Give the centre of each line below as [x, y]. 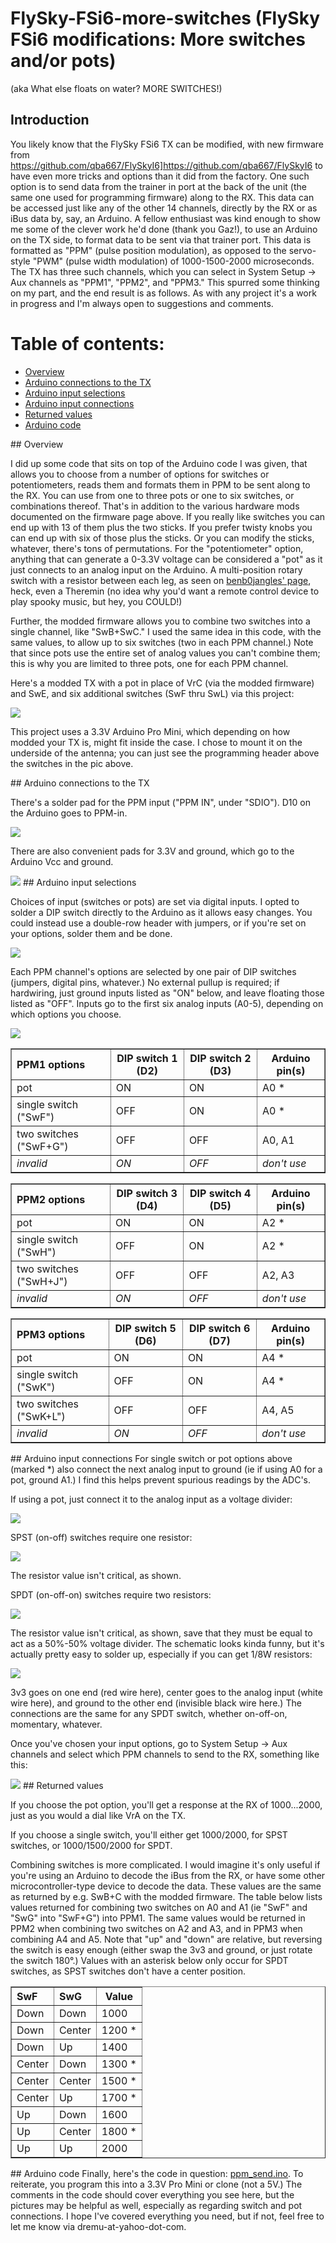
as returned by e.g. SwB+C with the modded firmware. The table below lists [166, 1896]
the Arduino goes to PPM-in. [69, 813]
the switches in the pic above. [72, 763]
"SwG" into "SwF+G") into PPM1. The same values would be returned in [158, 1918]
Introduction [50, 120]
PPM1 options [51, 1064]
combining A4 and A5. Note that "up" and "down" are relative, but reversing [166, 1939]
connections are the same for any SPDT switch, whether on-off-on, [149, 1713]
